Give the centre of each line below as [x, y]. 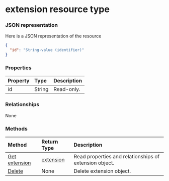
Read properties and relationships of [117, 156]
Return [50, 142]
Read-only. [67, 89]
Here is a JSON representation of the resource [53, 36]
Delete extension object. [102, 171]
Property [19, 81]
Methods [16, 128]
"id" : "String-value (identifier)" [47, 50]
